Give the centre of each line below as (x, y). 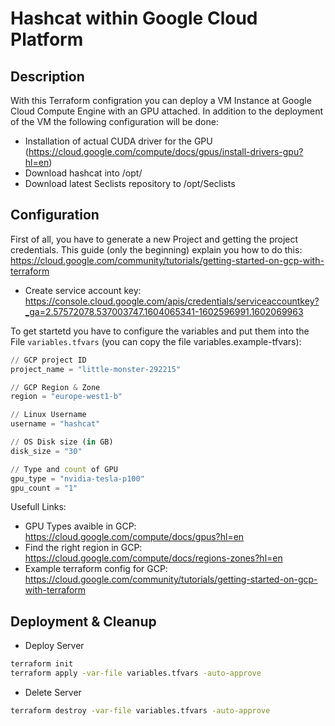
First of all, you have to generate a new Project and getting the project (154, 239)
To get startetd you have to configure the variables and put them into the (160, 331)
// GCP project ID (48, 360)
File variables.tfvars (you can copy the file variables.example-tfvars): (156, 341)
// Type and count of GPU (64, 469)
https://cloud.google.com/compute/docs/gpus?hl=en (134, 537)
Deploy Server (54, 646)
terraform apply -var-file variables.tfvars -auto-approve (136, 673)
